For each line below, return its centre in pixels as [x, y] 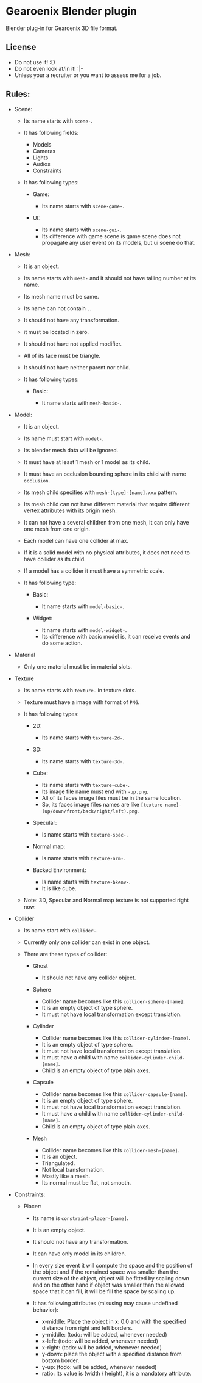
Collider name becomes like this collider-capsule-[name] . [115, 1094]
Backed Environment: [59, 870]
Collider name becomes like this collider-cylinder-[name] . [116, 1038]
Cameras [44, 151]
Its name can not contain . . [57, 308]
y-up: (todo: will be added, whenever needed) [99, 1367]
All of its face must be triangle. [62, 355]
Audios [42, 164]
